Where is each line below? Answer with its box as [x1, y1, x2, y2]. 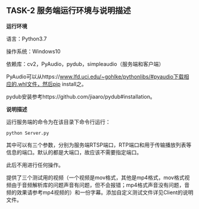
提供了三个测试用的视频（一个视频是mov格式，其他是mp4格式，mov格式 [6, 174, 185, 181]
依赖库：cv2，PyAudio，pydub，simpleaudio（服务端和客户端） [6, 60, 164, 67]
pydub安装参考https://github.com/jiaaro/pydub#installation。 [6, 93, 156, 100]
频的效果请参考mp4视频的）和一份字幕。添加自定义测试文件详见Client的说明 [6, 189, 194, 196]
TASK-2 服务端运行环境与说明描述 [6, 5, 131, 16]
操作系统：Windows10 [6, 47, 61, 55]
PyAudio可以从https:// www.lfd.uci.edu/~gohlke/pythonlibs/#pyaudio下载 [6, 73, 184, 80]
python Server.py [6, 130, 49, 136]
